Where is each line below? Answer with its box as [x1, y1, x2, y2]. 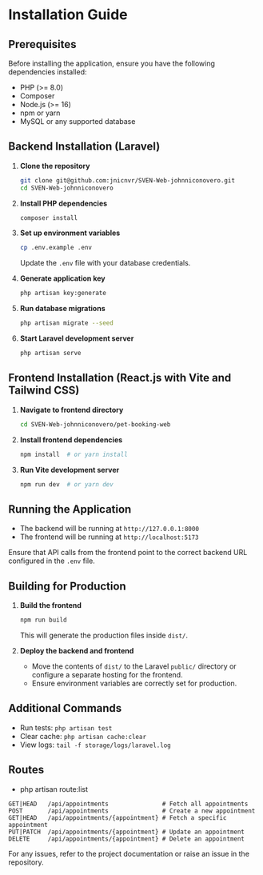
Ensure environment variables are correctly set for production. [31, 678, 237, 688]
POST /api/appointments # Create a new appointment [8, 806, 256, 815]
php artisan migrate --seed [19, 319, 114, 327]
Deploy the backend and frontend [19, 645, 134, 655]
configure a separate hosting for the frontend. [31, 669, 183, 679]
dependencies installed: [8, 67, 87, 77]
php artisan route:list [19, 784, 89, 793]
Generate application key [19, 274, 106, 283]
